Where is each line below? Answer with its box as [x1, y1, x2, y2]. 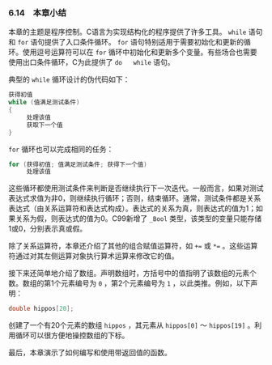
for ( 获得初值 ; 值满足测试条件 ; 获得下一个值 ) [8, 160, 147, 168]
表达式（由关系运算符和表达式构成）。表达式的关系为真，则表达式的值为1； [8, 204, 257, 214]
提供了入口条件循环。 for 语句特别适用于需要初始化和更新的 [44, 37, 244, 47]
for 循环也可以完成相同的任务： [8, 144, 114, 154]
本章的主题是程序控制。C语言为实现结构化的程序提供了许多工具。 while [8, 27, 247, 37]
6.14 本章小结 [8, 6, 67, 18]
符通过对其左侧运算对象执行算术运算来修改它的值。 [8, 251, 179, 261]
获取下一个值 [26, 121, 63, 129]
